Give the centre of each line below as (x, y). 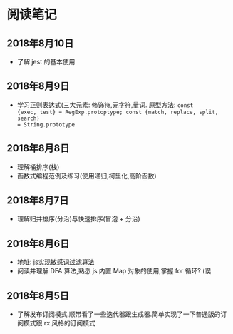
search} (28, 118)
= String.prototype (46, 125)
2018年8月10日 (40, 43)
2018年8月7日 (38, 201)
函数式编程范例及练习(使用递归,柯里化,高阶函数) (87, 176)
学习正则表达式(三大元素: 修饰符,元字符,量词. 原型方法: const (105, 105)
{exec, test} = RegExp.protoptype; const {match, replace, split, (118, 112)
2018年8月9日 (38, 86)
